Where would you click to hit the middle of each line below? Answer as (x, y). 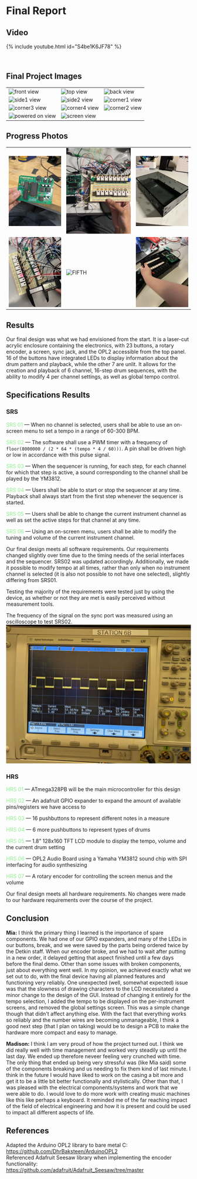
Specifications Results (48, 395)
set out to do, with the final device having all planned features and (86, 976)
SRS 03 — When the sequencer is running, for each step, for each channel (96, 466)
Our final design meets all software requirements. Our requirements (87, 549)
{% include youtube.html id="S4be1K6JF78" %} (64, 46)
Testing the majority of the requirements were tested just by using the (90, 592)
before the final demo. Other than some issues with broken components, (94, 964)
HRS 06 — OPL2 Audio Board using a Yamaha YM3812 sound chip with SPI (97, 859)
